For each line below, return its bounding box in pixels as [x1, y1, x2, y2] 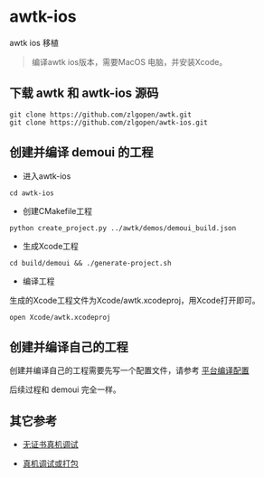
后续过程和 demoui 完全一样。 [9, 384, 121, 395]
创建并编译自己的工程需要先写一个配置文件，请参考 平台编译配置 [9, 365, 250, 376]
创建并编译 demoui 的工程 [9, 145, 154, 160]
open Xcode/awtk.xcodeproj [9, 313, 111, 322]
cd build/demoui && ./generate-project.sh [9, 258, 172, 267]
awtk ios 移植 [9, 37, 59, 48]
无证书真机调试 [22, 439, 79, 450]
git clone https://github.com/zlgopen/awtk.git [9, 110, 193, 119]
